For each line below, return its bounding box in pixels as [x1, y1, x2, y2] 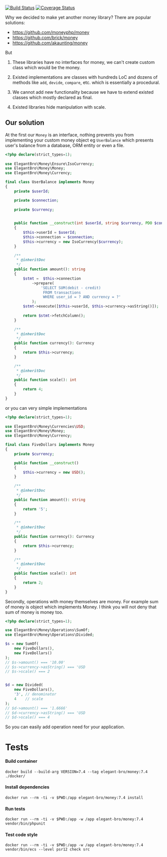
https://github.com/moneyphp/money [12, 29, 89, 35]
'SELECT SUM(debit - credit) [40, 285, 101, 290]
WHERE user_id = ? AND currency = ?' [43, 295, 121, 300]
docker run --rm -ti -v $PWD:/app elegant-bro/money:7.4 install [5, 795, 143, 800]
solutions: [5, 20, 25, 25]
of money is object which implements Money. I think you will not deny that [5, 604, 157, 610]
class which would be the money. [12, 65, 81, 70]
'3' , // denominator [14, 692, 57, 697]
